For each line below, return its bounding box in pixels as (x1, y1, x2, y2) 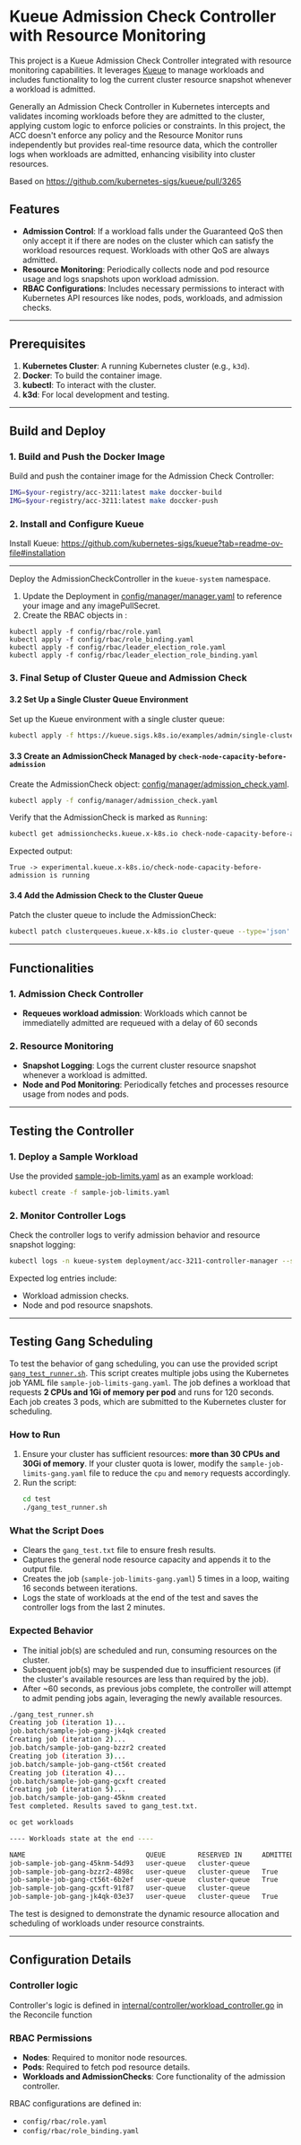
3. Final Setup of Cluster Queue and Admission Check (9, 672, 248, 684)
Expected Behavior (9, 1624, 94, 1637)
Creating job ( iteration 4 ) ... (9, 1768, 126, 1778)
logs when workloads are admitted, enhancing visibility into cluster (9, 148, 255, 159)
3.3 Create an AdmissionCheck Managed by (9, 750, 177, 761)
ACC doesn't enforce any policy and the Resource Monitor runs (9, 129, 244, 140)
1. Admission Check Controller (9, 987, 144, 1000)
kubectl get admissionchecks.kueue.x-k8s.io (9, 829, 178, 839)
